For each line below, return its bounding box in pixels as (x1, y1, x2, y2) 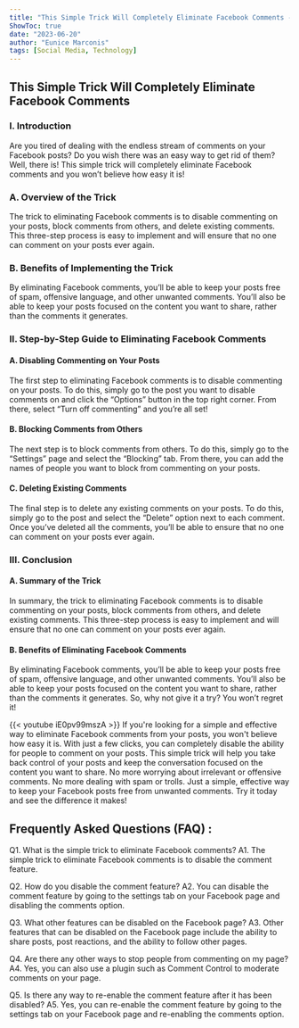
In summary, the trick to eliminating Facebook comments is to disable (9, 595, 263, 607)
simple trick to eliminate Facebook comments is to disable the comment (9, 854, 272, 866)
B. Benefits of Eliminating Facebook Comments (9, 644, 187, 655)
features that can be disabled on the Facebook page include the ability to (9, 927, 278, 938)
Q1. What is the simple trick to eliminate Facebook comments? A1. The (9, 845, 266, 856)
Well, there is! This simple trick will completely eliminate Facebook (9, 159, 252, 170)
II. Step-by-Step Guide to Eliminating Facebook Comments (9, 333, 267, 345)
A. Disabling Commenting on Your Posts (9, 354, 160, 366)
